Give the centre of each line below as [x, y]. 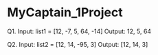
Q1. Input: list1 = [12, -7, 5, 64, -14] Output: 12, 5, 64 [79, 31]
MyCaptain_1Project [65, 13]
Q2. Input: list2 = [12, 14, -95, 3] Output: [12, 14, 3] [78, 44]
